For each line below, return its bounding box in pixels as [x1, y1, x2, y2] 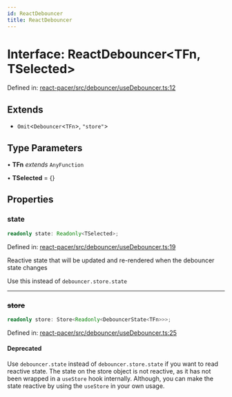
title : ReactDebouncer [7, 17, 72, 23]
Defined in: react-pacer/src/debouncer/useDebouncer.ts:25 [7, 329, 177, 337]
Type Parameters [7, 142, 83, 154]
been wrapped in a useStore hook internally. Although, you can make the [7, 374, 214, 383]
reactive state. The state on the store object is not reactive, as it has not [7, 367, 211, 375]
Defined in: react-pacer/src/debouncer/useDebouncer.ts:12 [7, 84, 176, 92]
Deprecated [7, 345, 42, 353]
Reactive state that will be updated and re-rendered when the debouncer [7, 256, 215, 264]
